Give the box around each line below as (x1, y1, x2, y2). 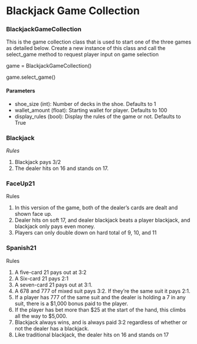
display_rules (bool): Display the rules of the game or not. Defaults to (14, 113, 181, 120)
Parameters (6, 87, 35, 95)
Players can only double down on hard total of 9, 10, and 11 (14, 229, 157, 236)
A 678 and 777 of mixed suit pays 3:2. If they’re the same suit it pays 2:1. (14, 287, 191, 295)
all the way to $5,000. (14, 312, 68, 319)
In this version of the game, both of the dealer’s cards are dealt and (14, 204, 178, 211)
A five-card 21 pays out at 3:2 (14, 269, 87, 276)
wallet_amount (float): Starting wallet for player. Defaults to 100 (14, 106, 168, 113)
